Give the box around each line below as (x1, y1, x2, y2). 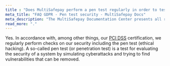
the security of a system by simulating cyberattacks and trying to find (5, 51, 150, 57)
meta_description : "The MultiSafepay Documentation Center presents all (5, 16, 162, 21)
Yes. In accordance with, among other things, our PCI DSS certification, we (5, 35, 162, 41)
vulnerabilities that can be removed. (5, 56, 80, 62)
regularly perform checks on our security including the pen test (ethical (5, 40, 154, 46)
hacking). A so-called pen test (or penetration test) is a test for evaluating (5, 45, 158, 51)
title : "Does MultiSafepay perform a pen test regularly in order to (5, 7, 157, 12)
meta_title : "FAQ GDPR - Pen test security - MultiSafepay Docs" (5, 12, 146, 17)
